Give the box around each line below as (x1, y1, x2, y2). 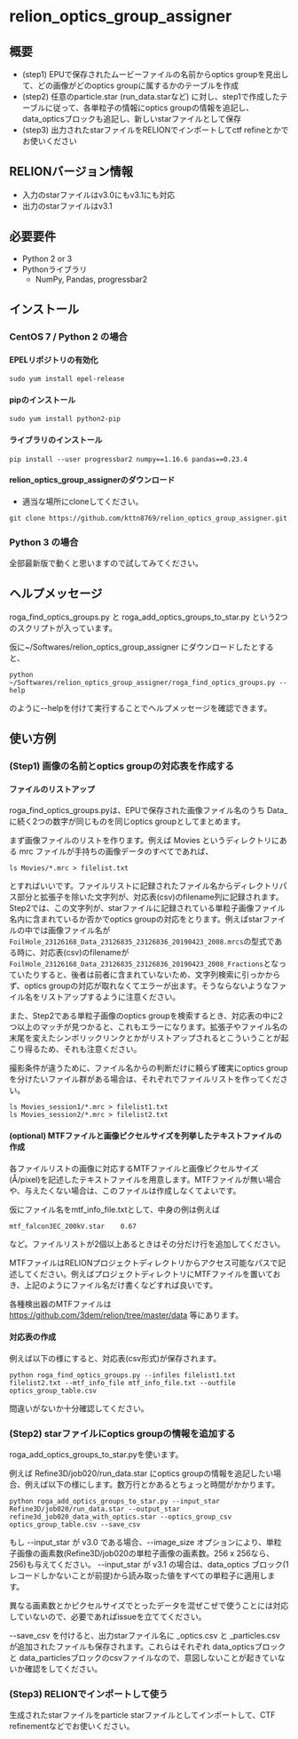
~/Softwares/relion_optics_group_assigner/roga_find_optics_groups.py (9, 678, 276, 687)
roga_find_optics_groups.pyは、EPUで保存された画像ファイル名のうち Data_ (9, 805, 288, 816)
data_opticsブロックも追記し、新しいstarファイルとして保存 (21, 114, 242, 124)
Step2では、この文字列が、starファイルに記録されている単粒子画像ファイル (9, 903, 286, 913)
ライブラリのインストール (9, 434, 103, 445)
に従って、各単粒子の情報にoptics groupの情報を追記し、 (44, 102, 255, 113)
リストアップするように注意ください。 (39, 992, 180, 1002)
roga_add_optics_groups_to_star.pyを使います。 (9, 1449, 184, 1460)
